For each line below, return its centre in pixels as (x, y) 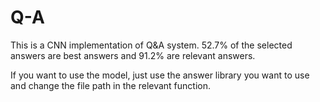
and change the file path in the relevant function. (111, 85)
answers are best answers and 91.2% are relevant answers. (133, 55)
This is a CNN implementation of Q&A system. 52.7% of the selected (151, 45)
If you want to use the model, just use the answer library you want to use (160, 75)
